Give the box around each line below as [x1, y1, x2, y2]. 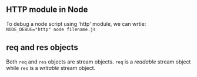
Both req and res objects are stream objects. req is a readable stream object [6, 58, 191, 65]
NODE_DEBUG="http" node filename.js [6, 26, 96, 32]
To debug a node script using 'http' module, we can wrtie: [6, 20, 146, 27]
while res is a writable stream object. [6, 64, 96, 71]
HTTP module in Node [6, 5, 88, 15]
